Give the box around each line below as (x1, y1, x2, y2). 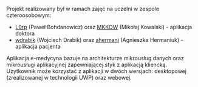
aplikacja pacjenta (15, 43, 61, 50)
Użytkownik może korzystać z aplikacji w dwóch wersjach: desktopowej (6, 68, 187, 75)
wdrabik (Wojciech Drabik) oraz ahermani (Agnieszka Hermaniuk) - (15, 37, 183, 43)
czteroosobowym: (6, 12, 52, 19)
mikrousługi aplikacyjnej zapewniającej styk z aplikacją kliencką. (6, 61, 168, 68)
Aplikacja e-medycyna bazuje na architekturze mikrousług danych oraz (6, 55, 184, 61)
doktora (15, 30, 35, 37)
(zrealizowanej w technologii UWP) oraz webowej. (6, 74, 132, 81)
